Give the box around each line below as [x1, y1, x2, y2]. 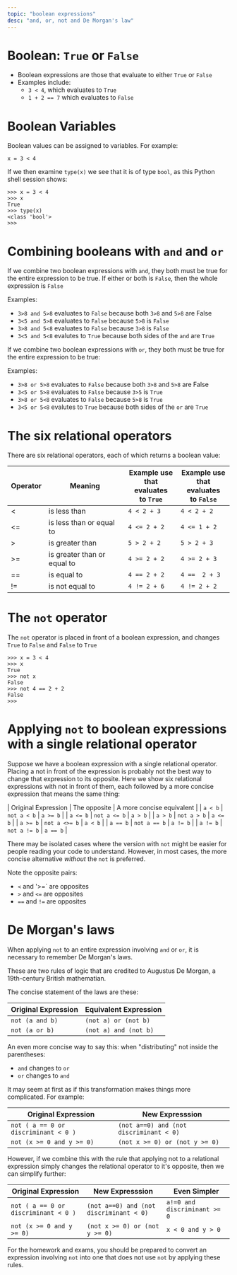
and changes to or [17, 1064, 70, 1073]
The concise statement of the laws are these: [7, 988, 139, 996]
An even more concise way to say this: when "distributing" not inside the [7, 1043, 219, 1051]
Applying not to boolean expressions [7, 721, 227, 737]
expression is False [7, 282, 63, 290]
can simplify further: [7, 1170, 66, 1178]
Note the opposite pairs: [7, 868, 78, 877]
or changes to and [17, 1071, 70, 1080]
